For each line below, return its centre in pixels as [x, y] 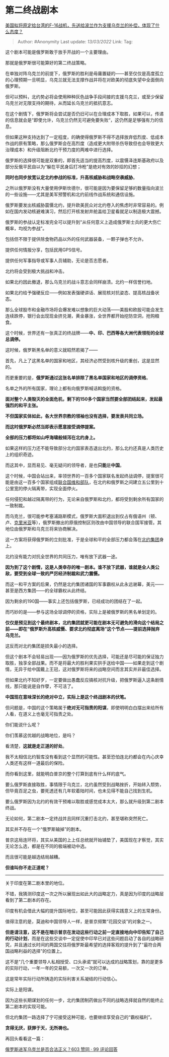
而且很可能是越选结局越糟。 [34, 856]
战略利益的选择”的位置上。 [37, 951]
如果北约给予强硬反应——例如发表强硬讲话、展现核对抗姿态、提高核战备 [80, 292]
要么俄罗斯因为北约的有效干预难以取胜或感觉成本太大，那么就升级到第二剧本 [84, 801]
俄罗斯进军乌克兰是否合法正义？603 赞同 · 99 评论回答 [62, 1049]
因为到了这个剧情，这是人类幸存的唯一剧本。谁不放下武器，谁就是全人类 [80, 567]
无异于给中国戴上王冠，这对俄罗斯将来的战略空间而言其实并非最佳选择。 [89, 669]
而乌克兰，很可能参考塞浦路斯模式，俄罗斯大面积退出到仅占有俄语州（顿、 [82, 516]
